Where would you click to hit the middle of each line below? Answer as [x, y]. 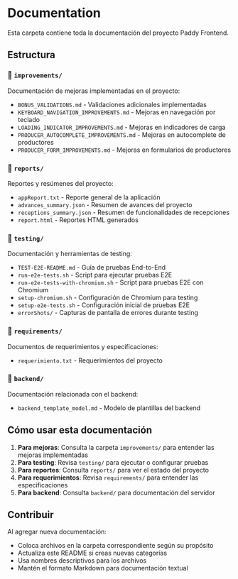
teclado [29, 119]
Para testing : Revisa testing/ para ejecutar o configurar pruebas [113, 462]
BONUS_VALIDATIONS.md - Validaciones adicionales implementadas [112, 104]
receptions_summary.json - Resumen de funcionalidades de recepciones [123, 212]
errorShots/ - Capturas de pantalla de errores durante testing [108, 313]
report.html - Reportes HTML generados [78, 220]
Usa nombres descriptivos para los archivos [82, 561]
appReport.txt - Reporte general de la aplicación [89, 197]
